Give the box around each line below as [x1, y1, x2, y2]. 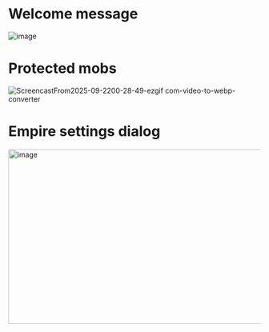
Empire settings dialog [8, 122, 161, 141]
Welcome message [8, 5, 139, 23]
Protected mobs [8, 59, 118, 78]
